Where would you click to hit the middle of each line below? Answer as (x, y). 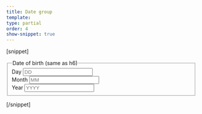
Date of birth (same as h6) (45, 63)
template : (19, 17)
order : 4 (17, 29)
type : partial (24, 23)
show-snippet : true (31, 34)
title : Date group (29, 12)
